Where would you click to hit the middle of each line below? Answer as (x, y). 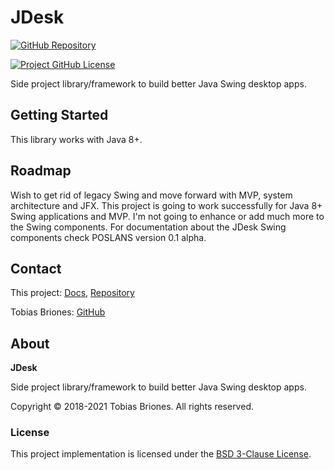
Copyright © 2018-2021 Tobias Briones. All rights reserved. (132, 407)
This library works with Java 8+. (76, 139)
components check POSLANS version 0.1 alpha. (108, 237)
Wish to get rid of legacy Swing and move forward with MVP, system (151, 195)
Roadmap (41, 171)
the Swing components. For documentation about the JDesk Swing (148, 227)
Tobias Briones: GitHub (58, 312)
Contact (36, 268)
